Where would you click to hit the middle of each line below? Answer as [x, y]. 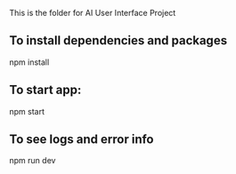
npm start [27, 111]
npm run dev [33, 161]
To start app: [45, 90]
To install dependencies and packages [118, 40]
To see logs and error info [81, 140]
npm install [29, 62]
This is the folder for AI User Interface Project [93, 13]
